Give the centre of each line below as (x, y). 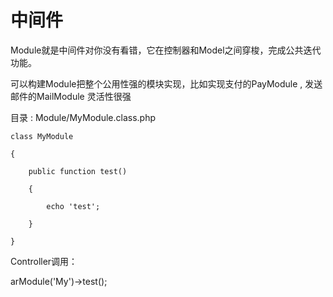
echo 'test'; (73, 206)
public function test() (78, 171)
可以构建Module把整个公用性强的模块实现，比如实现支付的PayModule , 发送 (166, 83)
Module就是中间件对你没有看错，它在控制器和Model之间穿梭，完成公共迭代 (166, 50)
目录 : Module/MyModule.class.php (83, 117)
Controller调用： (44, 261)
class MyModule (42, 136)
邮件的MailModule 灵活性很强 (71, 96)
